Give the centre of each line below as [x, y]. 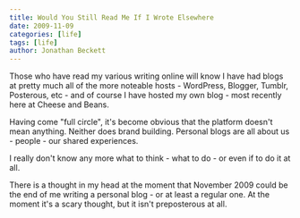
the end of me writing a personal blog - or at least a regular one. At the [140, 195]
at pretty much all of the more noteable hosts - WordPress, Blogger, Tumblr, [149, 86]
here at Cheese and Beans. [59, 105]
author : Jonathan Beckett [57, 51]
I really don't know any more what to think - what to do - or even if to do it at [150, 158]
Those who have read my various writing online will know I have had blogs [146, 76]
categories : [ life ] [46, 34]
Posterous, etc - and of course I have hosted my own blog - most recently [146, 96]
